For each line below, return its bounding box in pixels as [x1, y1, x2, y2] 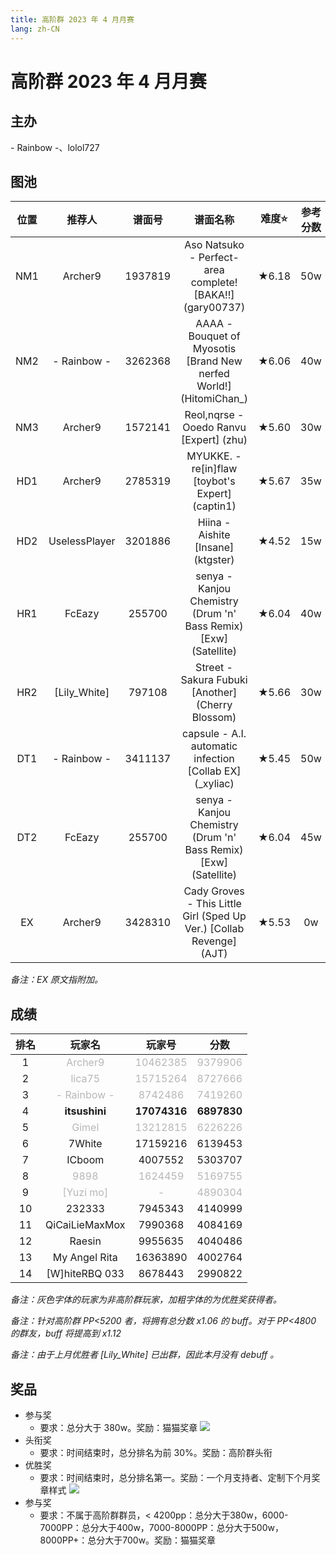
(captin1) [192, 499, 237, 513]
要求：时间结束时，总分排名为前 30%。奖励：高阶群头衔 [39, 1446, 273, 1458]
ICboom [66, 1153, 105, 1167]
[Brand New [186, 354, 243, 368]
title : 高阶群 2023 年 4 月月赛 [10, 14, 135, 25]
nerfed [198, 367, 230, 381]
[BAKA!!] [193, 288, 235, 302]
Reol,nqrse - [184, 408, 245, 422]
